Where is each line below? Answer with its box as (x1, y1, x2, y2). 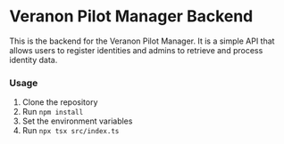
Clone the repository (21, 97, 98, 108)
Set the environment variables (21, 116, 133, 126)
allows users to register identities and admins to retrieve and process (9, 44, 263, 55)
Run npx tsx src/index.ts (21, 125, 120, 136)
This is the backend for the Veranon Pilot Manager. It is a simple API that (9, 36, 275, 46)
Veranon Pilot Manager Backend (9, 6, 254, 27)
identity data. (9, 54, 58, 65)
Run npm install (21, 107, 84, 117)
